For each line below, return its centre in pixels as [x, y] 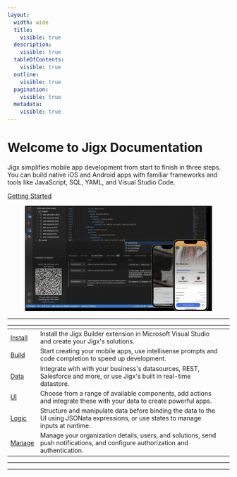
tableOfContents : [39, 60]
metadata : [28, 105]
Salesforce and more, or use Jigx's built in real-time [115, 376]
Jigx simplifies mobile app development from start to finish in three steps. [114, 167]
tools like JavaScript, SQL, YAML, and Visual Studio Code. [91, 182]
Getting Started [30, 196]
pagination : [31, 89]
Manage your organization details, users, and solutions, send [128, 435]
